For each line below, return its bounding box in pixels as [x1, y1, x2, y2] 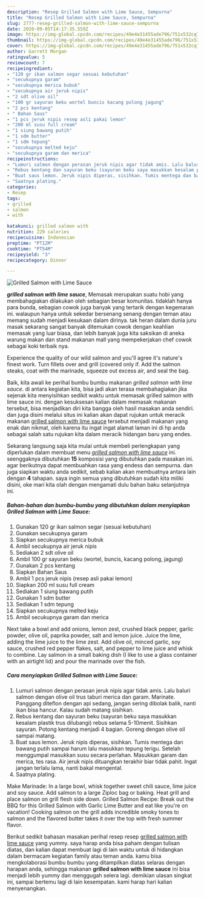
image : [7, 32, 24, 38]
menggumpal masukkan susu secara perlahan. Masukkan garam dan [15, 752, 188, 759]
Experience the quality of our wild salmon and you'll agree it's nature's [7, 354, 183, 362]
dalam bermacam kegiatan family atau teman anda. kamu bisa [7, 852, 162, 860]
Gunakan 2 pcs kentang [15, 562, 75, 569]
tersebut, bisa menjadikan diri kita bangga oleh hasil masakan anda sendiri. [7, 405, 194, 412]
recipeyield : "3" [7, 252, 51, 258]
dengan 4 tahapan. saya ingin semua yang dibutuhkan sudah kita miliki [7, 475, 184, 482]
